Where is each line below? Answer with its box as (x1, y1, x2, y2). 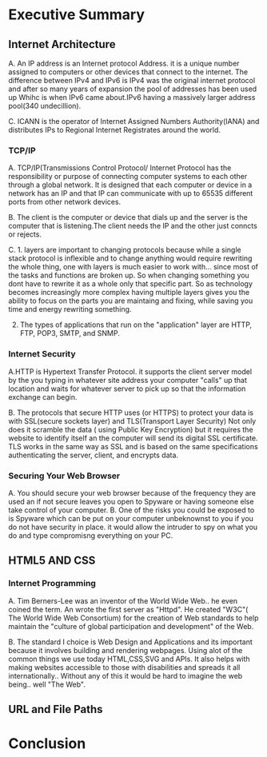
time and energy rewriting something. (8, 305, 132, 314)
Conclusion (8, 735, 86, 753)
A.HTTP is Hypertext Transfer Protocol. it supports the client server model (8, 366, 253, 377)
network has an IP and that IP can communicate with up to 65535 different (8, 189, 253, 198)
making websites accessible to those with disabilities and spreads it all (8, 662, 241, 672)
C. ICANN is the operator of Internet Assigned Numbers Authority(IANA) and (8, 117, 260, 126)
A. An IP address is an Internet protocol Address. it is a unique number (8, 58, 240, 68)
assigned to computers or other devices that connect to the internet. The (8, 67, 249, 77)
